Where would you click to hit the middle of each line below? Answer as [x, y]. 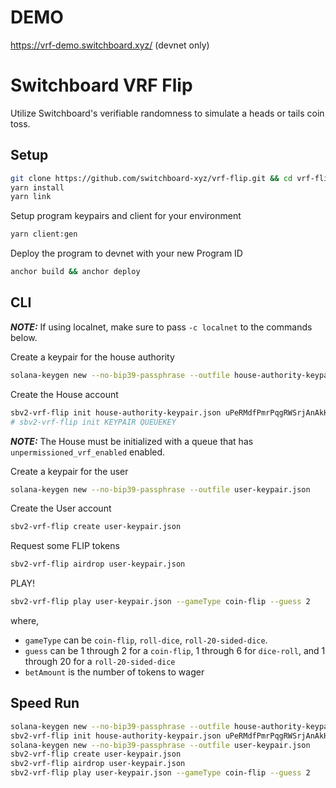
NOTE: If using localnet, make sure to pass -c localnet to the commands [161, 327]
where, [25, 620]
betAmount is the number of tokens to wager [114, 672]
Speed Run [45, 703]
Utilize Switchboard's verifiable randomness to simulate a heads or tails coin [167, 113]
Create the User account [61, 508]
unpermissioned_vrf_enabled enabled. [88, 452]
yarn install [37, 187]
